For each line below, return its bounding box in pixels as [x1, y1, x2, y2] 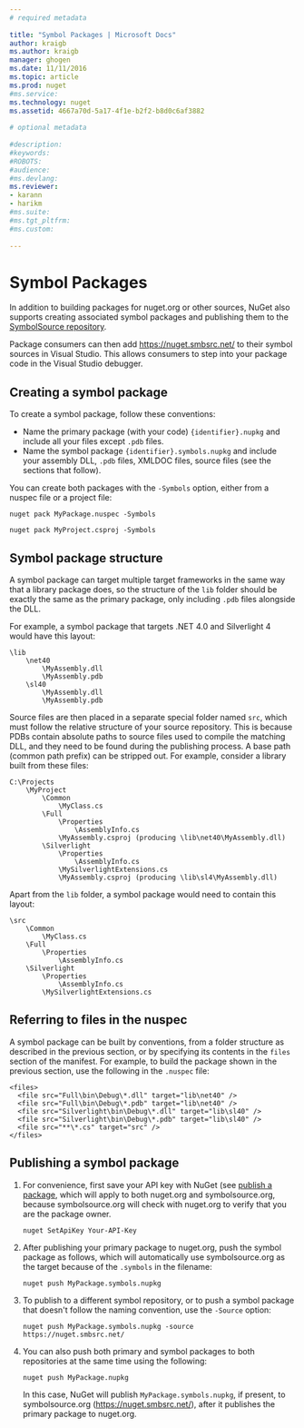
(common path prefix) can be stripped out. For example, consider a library [9, 750, 287, 761]
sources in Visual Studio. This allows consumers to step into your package [9, 349, 288, 360]
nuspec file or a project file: [9, 492, 113, 503]
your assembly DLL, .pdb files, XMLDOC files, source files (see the [22, 455, 272, 466]
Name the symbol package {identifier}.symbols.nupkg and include [22, 446, 277, 457]
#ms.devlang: [9, 174, 59, 183]
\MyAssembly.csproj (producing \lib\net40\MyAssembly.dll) [57, 833, 286, 842]
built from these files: [9, 759, 89, 770]
